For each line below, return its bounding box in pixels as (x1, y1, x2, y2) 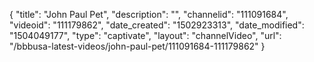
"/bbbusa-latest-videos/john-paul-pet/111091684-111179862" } (9, 40, 266, 52)
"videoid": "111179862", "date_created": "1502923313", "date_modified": (9, 19, 305, 31)
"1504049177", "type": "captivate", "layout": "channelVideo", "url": (9, 30, 282, 41)
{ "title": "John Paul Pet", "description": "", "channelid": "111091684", (9, 9, 289, 20)
